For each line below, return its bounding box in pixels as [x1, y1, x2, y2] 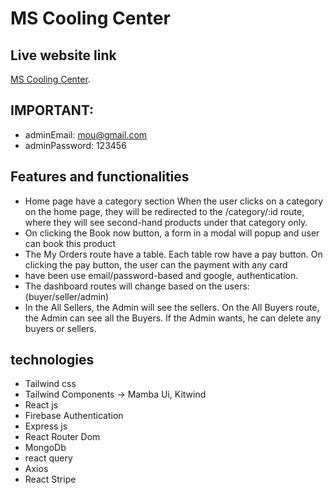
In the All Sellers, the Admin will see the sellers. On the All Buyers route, [24, 301, 320, 313]
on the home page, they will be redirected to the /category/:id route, [24, 205, 305, 217]
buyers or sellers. [24, 322, 97, 334]
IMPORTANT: [10, 102, 95, 119]
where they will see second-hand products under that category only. [24, 216, 308, 228]
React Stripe [24, 473, 77, 486]
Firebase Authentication [24, 410, 124, 422]
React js [24, 399, 59, 411]
